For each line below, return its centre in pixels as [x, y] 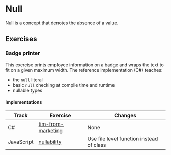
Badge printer [23, 53]
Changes [125, 115]
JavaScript [21, 142]
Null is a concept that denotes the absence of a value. [62, 23]
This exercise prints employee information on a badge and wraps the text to [84, 65]
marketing [50, 130]
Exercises [21, 39]
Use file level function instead [123, 139]
